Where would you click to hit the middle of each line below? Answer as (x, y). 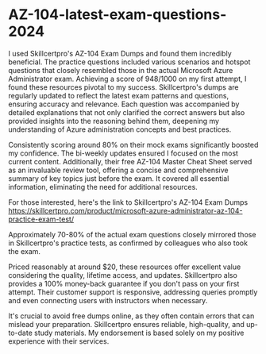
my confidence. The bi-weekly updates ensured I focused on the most (123, 153)
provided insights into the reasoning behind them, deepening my (114, 121)
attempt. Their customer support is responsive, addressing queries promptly (133, 292)
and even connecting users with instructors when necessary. (108, 300)
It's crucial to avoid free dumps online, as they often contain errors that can (131, 316)
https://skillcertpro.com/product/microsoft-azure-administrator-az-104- (125, 210)
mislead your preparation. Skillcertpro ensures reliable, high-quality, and (126, 324)
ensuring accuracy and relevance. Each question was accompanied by (124, 104)
